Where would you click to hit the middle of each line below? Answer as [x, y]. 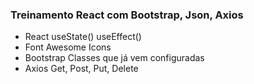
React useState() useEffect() [83, 37]
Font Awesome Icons [68, 47]
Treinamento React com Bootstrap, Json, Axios [127, 15]
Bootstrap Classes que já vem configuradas [114, 58]
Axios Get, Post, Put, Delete [81, 69]
